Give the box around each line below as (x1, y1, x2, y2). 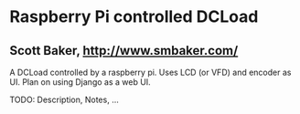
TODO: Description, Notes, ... (9, 94, 119, 105)
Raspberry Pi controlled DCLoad (9, 6, 259, 27)
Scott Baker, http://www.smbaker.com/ (9, 43, 239, 58)
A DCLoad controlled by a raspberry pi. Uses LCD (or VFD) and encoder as (9, 67, 292, 78)
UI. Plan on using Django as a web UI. (9, 77, 151, 88)
